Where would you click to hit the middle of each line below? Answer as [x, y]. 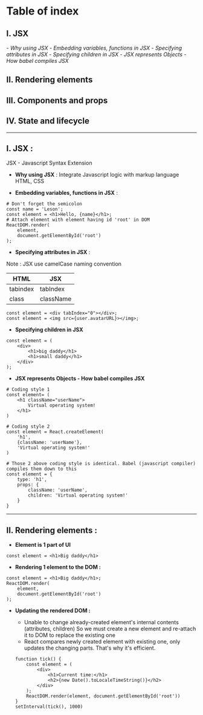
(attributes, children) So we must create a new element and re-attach [110, 629]
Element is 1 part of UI [43, 545]
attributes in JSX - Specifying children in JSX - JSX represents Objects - [96, 54]
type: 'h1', [32, 480]
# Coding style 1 [28, 390]
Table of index [43, 11]
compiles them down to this [42, 469]
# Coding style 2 [28, 427]
